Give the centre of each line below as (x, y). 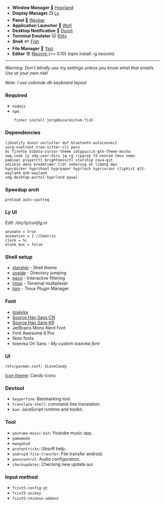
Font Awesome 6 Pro (33, 333)
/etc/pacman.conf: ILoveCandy (36, 366)
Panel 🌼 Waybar (28, 20)
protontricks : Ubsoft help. (39, 448)
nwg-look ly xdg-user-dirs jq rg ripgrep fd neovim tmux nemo (70, 156)
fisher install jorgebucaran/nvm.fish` (55, 120)
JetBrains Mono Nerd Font (39, 327)
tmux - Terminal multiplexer (40, 283)
